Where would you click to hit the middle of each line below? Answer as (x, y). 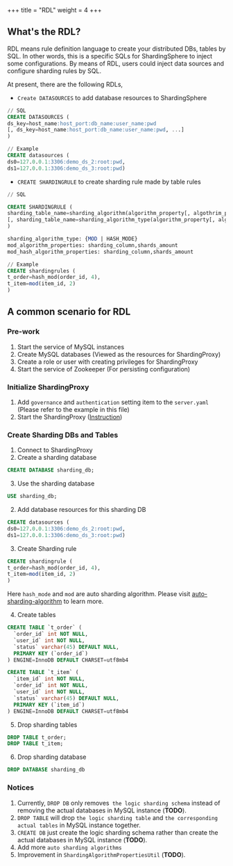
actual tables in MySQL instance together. (79, 825)
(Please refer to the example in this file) (73, 410)
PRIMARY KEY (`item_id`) (49, 705)
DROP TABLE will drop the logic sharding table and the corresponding (118, 817)
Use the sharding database (56, 483)
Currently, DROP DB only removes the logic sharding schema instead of (119, 803)
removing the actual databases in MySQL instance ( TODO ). (102, 810)
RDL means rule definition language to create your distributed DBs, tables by (116, 49)
